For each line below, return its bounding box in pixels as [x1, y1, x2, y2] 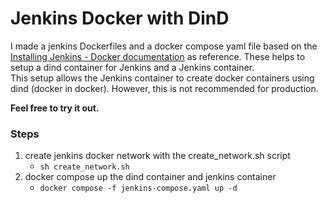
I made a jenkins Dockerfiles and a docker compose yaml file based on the [10, 40, 318, 52]
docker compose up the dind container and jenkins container [24, 171, 277, 183]
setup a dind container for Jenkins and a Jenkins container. [10, 61, 255, 73]
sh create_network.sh [39, 162, 130, 172]
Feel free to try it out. [10, 102, 100, 114]
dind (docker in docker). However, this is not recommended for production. [10, 82, 319, 94]
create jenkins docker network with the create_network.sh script [24, 150, 291, 162]
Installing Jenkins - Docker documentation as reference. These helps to [10, 50, 306, 62]
